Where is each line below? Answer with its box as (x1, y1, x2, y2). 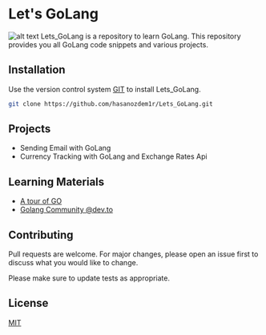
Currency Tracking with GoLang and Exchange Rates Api (19, 151, 208, 161)
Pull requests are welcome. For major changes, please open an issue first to (8, 249, 259, 259)
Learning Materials (8, 175, 105, 188)
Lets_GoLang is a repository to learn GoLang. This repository (40, 31, 242, 41)
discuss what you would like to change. (8, 258, 139, 268)
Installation (8, 63, 66, 77)
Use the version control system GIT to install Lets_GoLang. (8, 84, 202, 94)
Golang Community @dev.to (19, 205, 114, 215)
